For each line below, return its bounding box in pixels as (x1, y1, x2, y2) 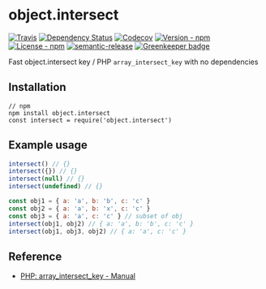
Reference (8, 249, 62, 263)
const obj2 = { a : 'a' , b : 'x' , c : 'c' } (8, 205, 151, 213)
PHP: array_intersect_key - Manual (19, 271, 136, 281)
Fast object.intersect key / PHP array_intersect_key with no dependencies (8, 57, 259, 67)
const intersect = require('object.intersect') (8, 116, 173, 124)
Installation (8, 80, 66, 94)
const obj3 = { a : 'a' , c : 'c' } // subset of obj (8, 212, 183, 220)
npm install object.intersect (8, 109, 111, 117)
